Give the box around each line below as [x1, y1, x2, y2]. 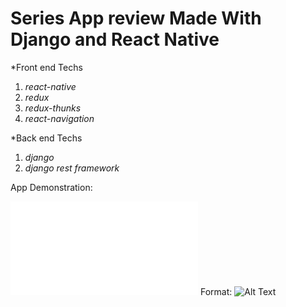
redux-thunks [24, 102, 82, 114]
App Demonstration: [10, 181, 93, 193]
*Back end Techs [10, 132, 83, 144]
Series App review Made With [10, 7, 262, 30]
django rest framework [24, 162, 120, 174]
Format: [199, 285, 233, 297]
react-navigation [24, 112, 95, 124]
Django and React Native [10, 28, 220, 51]
